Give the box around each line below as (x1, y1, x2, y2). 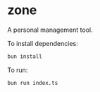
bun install (7, 52, 42, 60)
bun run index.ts (7, 79, 58, 86)
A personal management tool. (7, 25, 93, 34)
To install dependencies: (7, 39, 79, 47)
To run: (7, 66, 28, 74)
